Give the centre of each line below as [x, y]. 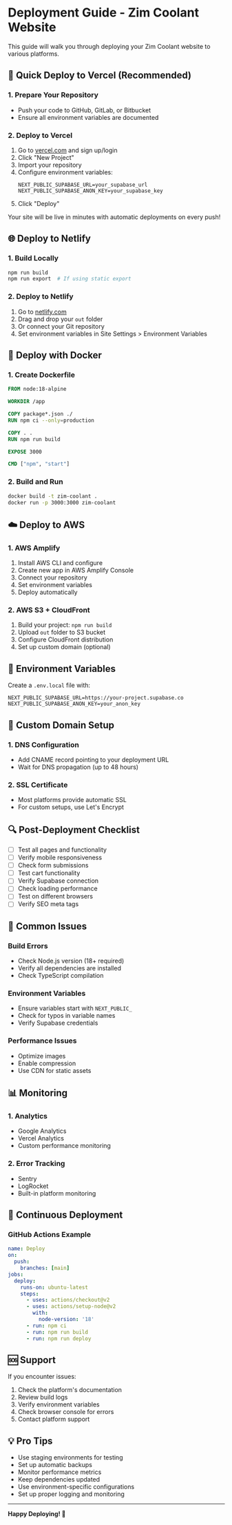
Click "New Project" [46, 157]
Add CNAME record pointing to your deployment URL [93, 759]
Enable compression [47, 1063]
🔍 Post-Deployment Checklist [74, 829]
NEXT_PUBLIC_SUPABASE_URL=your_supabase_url [83, 185]
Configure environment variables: [65, 172]
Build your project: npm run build [65, 625]
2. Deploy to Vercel [40, 135]
